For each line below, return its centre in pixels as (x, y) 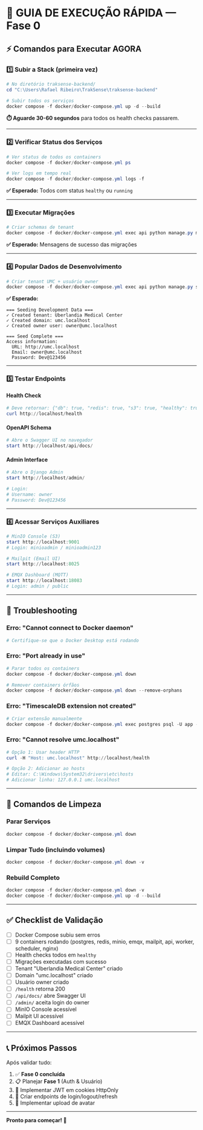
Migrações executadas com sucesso (61, 961)
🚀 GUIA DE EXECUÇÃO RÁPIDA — (91, 13)
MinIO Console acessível (46, 1009)
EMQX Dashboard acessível (50, 1023)
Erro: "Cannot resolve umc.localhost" (63, 740)
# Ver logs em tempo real (39, 173)
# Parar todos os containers (43, 668)
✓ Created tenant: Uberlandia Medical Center (64, 315)
